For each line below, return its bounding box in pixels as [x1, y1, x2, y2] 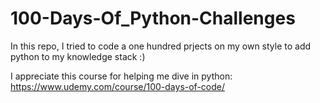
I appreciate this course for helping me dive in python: [10, 70, 233, 82]
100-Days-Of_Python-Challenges [10, 7, 296, 30]
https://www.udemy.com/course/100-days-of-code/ [10, 80, 226, 92]
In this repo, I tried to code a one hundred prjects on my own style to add [10, 40, 312, 52]
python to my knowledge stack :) [10, 50, 146, 62]
